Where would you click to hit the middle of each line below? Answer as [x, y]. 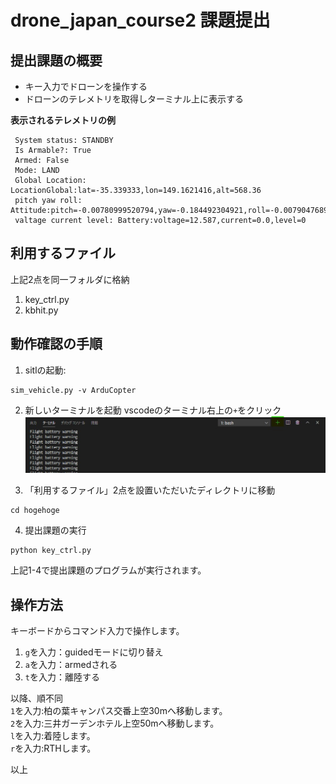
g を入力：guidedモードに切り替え [94, 652]
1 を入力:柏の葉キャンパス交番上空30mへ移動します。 [119, 711]
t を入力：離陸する [62, 677]
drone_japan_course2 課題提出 [140, 20]
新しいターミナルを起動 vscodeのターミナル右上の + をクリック [153, 410]
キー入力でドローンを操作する [86, 86]
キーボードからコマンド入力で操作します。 [97, 631]
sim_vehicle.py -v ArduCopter [73, 390]
